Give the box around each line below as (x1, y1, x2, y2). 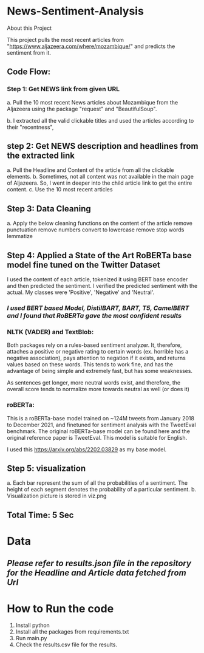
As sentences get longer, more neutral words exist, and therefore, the (7, 379, 181, 386)
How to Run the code (7, 601, 114, 615)
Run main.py (15, 635, 47, 642)
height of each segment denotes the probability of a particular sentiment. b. (7, 486, 197, 493)
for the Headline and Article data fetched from (7, 568, 187, 578)
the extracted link (7, 151, 75, 161)
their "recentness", (7, 123, 54, 131)
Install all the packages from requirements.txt (15, 628, 129, 635)
